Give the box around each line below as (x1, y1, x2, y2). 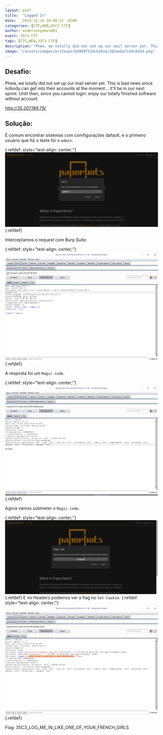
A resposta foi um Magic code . (5, 370, 65, 376)
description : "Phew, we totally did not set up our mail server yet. (5, 44, 149, 49)
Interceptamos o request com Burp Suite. (5, 236, 87, 243)
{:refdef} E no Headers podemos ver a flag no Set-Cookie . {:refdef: (5, 594, 138, 600)
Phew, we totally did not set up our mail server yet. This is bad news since (5, 80, 153, 86)
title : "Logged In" (5, 13, 47, 18)
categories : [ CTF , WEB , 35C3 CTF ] (5, 23, 70, 28)
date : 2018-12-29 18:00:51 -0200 (5, 18, 77, 23)
